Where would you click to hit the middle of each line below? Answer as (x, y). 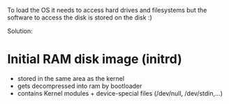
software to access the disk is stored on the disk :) (80, 17)
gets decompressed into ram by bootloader (80, 86)
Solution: (20, 31)
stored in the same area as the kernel (71, 78)
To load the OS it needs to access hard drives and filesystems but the (107, 10)
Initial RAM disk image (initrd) (95, 59)
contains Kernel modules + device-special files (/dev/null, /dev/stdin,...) (120, 93)
